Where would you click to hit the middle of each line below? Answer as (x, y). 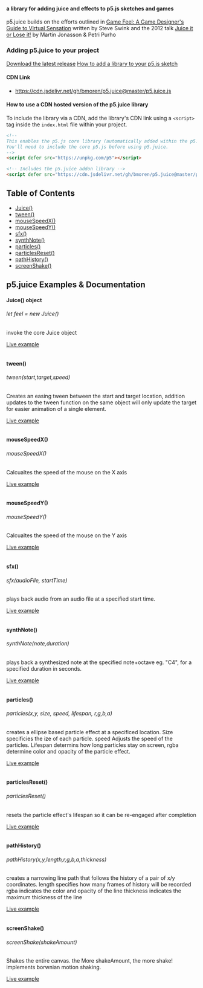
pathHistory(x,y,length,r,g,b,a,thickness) (56, 859)
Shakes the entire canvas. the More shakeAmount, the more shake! (90, 961)
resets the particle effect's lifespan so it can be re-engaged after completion (101, 815)
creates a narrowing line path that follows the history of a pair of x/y (91, 878)
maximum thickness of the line (44, 897)
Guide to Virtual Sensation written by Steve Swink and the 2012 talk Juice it (100, 28)
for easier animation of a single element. (56, 408)
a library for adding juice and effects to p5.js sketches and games (90, 8)
